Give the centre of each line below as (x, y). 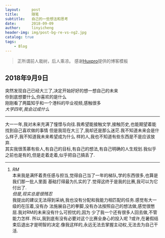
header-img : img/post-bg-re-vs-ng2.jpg (46, 33)
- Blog (21, 46)
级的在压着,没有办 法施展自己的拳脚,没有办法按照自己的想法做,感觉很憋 (83, 206)
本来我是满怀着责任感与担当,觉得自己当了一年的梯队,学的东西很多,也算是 (85, 175)
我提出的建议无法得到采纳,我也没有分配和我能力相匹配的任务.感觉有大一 (84, 200)
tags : (11, 42)
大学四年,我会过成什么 (27, 109)
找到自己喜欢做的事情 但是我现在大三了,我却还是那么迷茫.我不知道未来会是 (80, 131)
